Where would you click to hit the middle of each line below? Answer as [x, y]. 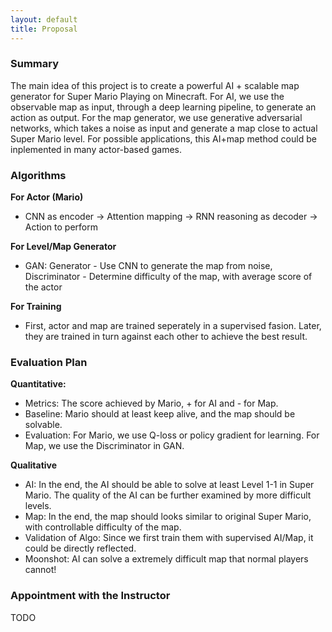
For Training [36, 307]
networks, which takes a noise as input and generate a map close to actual [164, 128]
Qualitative [34, 465]
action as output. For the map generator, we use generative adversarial [156, 117]
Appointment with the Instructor [90, 596]
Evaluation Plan [49, 363]
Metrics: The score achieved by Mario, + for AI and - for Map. [151, 403]
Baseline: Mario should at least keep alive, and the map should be [160, 414]
